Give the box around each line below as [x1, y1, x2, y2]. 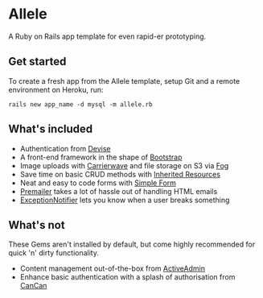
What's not [8, 218, 66, 232]
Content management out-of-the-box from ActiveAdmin [19, 263, 205, 274]
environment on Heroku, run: [8, 85, 104, 94]
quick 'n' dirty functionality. [8, 248, 99, 258]
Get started [8, 55, 67, 68]
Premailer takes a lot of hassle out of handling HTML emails [19, 186, 218, 196]
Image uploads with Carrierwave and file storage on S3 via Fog [19, 160, 229, 170]
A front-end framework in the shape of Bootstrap [19, 152, 183, 162]
